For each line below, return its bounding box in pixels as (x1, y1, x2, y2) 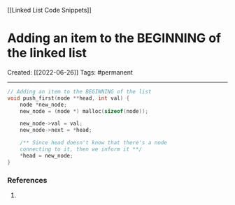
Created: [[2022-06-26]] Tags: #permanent (7, 68, 133, 76)
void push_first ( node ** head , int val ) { (7, 94, 130, 102)
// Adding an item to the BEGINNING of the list (7, 88, 152, 95)
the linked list (7, 45, 87, 61)
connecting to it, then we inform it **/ (20, 146, 142, 153)
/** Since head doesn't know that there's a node (20, 139, 168, 146)
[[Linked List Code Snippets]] (7, 6, 92, 14)
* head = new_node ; (20, 152, 73, 159)
